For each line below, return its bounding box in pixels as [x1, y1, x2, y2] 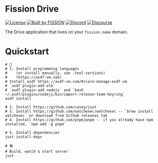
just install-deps [5, 134, 42, 139]
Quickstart [5, 46, 50, 57]
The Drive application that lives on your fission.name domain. [5, 29, 128, 35]
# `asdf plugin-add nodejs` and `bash [5, 88, 84, 92]
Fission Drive [5, 3, 59, 15]
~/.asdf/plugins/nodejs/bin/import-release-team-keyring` [5, 91, 125, 97]
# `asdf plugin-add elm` [5, 83, 55, 88]
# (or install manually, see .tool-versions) [5, 71, 105, 75]
